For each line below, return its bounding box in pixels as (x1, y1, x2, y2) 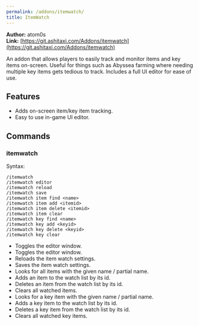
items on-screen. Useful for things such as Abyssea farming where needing (6, 61, 194, 69)
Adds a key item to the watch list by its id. (14, 300, 118, 306)
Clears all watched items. (14, 287, 78, 294)
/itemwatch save (6, 190, 47, 196)
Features (6, 91, 40, 102)
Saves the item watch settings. (14, 262, 91, 268)
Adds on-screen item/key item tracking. (14, 107, 113, 114)
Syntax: (6, 163, 25, 169)
